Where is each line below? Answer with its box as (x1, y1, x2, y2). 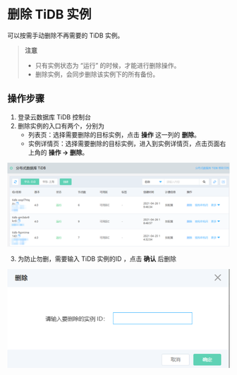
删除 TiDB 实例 (7, 6, 92, 23)
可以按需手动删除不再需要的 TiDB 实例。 (7, 31, 124, 40)
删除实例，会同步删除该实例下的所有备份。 (35, 70, 159, 78)
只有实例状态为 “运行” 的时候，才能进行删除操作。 (35, 61, 181, 69)
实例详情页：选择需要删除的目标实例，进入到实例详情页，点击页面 (28, 139, 220, 148)
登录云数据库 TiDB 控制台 (17, 112, 92, 121)
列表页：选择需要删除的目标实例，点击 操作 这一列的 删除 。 (28, 130, 201, 138)
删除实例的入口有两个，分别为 (17, 121, 104, 130)
